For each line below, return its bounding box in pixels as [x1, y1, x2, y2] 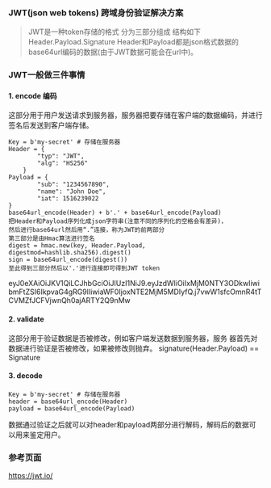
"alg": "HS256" [37, 159, 89, 167]
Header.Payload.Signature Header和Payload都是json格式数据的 [27, 37, 240, 47]
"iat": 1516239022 [37, 195, 99, 203]
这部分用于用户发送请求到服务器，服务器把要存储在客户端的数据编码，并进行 [8, 111, 263, 120]
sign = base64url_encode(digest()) [8, 256, 128, 264]
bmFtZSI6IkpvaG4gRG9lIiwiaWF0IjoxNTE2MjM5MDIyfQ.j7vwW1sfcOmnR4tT [8, 287, 262, 297]
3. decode [8, 371, 43, 381]
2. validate [8, 314, 44, 324]
